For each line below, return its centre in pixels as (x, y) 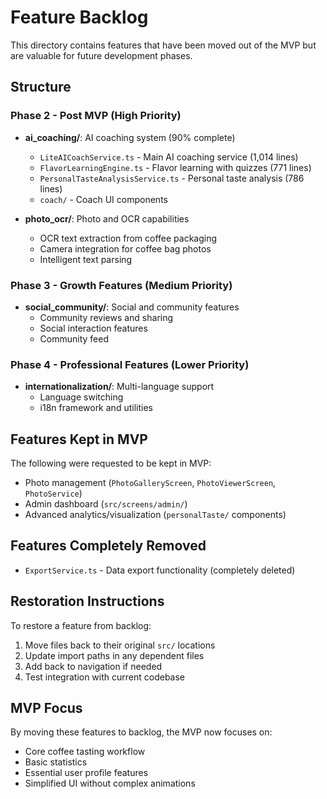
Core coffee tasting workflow (85, 752)
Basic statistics (56, 762)
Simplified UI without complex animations (110, 783)
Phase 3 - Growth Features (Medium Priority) (121, 285)
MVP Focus (46, 708)
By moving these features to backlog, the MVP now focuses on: (141, 732)
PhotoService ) (53, 493)
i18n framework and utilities (96, 408)
